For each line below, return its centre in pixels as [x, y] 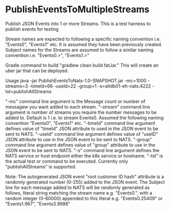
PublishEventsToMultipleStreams [77, 9]
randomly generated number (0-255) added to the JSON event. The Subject [85, 182]
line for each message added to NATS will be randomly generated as [77, 187]
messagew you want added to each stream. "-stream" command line [78, 107]
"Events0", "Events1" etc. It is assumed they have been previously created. [84, 44]
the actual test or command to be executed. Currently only [67, 161]
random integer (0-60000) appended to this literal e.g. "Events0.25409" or [84, 198]
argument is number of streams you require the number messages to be [81, 112]
